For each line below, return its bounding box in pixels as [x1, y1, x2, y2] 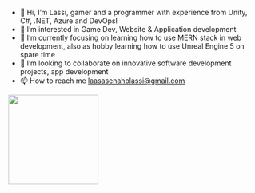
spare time [19, 50, 56, 59]
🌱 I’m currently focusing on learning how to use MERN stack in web [19, 33, 242, 42]
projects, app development [19, 67, 109, 76]
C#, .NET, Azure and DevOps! [19, 16, 118, 26]
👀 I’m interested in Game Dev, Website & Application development [19, 25, 237, 33]
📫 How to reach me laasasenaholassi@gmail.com [19, 76, 185, 85]
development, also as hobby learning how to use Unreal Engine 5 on [19, 41, 245, 51]
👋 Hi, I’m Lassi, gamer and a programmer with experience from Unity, [19, 8, 248, 17]
